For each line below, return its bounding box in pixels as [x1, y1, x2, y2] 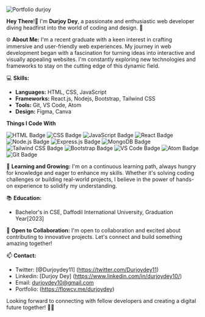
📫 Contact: [6, 252, 37, 259]
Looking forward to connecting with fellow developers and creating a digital [6, 297, 196, 304]
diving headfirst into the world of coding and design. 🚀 [6, 24, 143, 31]
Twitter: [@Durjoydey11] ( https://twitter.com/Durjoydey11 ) [15, 266, 159, 273]
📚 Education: [6, 194, 42, 201]
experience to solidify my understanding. [14, 182, 117, 189]
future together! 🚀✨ [6, 304, 55, 311]
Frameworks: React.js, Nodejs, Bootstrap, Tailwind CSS [15, 95, 156, 102]
